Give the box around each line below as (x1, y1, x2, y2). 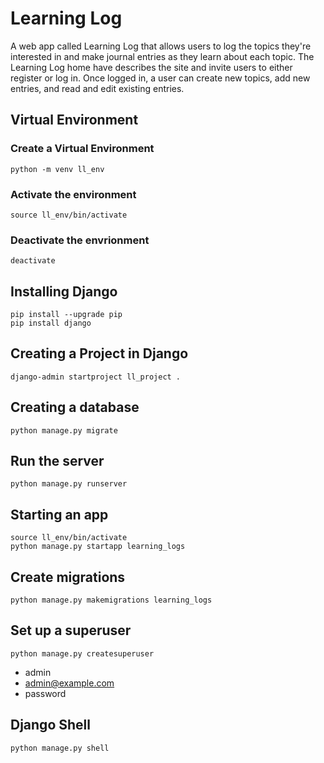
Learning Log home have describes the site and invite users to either (10, 61, 293, 73)
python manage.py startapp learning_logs (10, 542, 186, 552)
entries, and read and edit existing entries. (10, 82, 185, 94)
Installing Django (10, 283, 118, 300)
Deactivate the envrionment (10, 233, 150, 247)
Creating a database (10, 399, 140, 416)
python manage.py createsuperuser (10, 648, 155, 659)
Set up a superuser (10, 622, 132, 639)
